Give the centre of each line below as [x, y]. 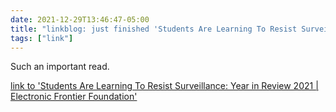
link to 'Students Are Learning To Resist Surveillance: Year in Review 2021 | [164, 86]
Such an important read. [60, 67]
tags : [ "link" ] [42, 38]
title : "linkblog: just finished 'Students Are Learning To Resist [154, 29]
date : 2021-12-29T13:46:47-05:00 [80, 19]
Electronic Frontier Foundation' [74, 97]
